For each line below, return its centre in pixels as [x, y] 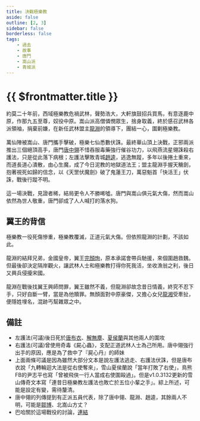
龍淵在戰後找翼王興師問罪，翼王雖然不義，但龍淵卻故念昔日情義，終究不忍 [97, 287]
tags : [13, 39]
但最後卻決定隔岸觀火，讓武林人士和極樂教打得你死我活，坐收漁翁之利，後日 [100, 266]
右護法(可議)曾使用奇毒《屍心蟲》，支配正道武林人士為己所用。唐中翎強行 [104, 345]
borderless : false [29, 34]
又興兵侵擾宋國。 [27, 273]
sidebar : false [25, 28]
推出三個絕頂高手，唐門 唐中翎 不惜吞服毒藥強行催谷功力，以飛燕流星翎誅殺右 [100, 150]
